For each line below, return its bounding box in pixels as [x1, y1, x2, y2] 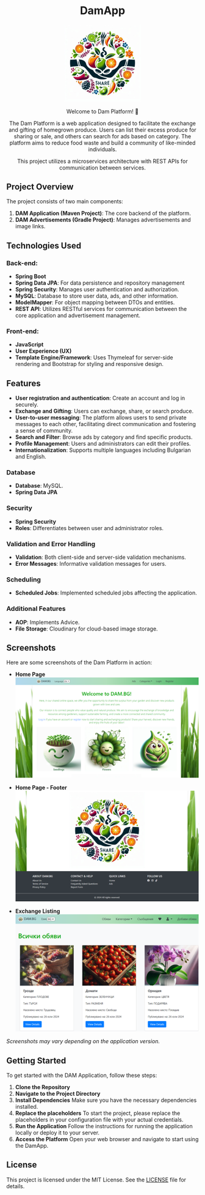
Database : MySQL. [15, 482, 63, 490]
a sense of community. [15, 427, 73, 435]
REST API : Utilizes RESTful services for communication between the [15, 305, 187, 313]
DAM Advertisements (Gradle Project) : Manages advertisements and [15, 216, 191, 223]
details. [6, 1182, 25, 1189]
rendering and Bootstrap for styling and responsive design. [15, 361, 164, 368]
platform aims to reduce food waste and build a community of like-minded [9, 139, 196, 146]
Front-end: [6, 327, 39, 335]
